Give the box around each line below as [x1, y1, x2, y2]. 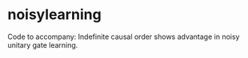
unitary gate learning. [7, 40, 78, 49]
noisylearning [7, 6, 102, 24]
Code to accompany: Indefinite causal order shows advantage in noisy [7, 32, 240, 41]
